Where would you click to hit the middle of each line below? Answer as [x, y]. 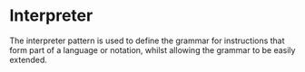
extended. [28, 59]
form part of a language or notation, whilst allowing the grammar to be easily [152, 49]
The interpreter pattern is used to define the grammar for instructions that [147, 40]
